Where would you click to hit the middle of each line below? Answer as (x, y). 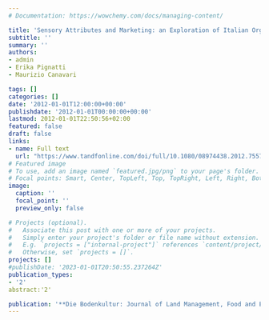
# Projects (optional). (48, 222)
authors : (23, 53)
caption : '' (36, 194)
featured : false (35, 126)
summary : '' (28, 45)
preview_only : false (50, 208)
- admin (21, 60)
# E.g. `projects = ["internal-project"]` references (103, 245)
